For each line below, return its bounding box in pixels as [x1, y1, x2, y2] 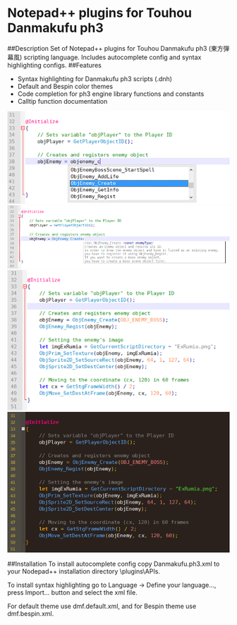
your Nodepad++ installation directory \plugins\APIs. [7, 566, 161, 576]
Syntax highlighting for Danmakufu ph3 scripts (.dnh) [17, 74, 173, 83]
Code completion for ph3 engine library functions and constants [17, 90, 205, 98]
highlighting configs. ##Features [7, 61, 102, 69]
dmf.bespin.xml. [7, 609, 54, 618]
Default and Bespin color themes [17, 82, 114, 90]
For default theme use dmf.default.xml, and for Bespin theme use [7, 602, 197, 610]
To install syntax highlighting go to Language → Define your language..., [7, 581, 217, 589]
